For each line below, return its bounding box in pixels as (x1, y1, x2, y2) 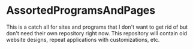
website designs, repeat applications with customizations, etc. (6, 36, 160, 43)
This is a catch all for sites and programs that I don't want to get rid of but (6, 23, 188, 30)
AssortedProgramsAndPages (6, 4, 156, 17)
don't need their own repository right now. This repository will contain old (6, 29, 188, 36)
